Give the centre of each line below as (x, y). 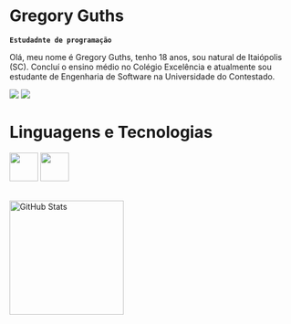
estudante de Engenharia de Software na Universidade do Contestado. (142, 76)
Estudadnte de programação (61, 40)
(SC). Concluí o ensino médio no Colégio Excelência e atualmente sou (140, 67)
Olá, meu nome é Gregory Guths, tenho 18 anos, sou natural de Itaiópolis (146, 57)
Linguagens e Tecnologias (111, 132)
